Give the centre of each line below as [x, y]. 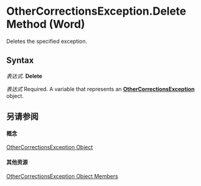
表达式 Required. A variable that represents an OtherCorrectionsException [100, 89]
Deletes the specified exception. [47, 41]
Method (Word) [46, 24]
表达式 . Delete [24, 76]
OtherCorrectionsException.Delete [97, 11]
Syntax [20, 60]
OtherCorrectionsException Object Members [62, 176]
